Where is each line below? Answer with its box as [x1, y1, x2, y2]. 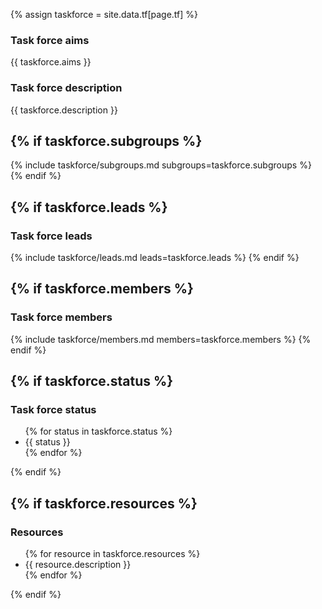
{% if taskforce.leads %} [10, 199, 168, 216]
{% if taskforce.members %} [10, 280, 194, 298]
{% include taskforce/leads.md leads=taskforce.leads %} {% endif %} [10, 252, 300, 264]
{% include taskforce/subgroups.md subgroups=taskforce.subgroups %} [10, 159, 312, 171]
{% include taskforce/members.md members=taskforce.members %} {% [10, 333, 312, 345]
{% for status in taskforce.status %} [24, 425, 173, 438]
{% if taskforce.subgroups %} [10, 132, 203, 149]
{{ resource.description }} [24, 559, 132, 571]
